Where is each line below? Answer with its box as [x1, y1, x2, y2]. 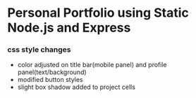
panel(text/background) [17, 68, 87, 76]
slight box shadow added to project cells [17, 83, 136, 92]
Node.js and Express [7, 20, 131, 36]
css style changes [7, 45, 72, 55]
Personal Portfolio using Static [7, 5, 189, 21]
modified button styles [17, 76, 83, 84]
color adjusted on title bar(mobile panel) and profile [17, 61, 167, 69]
